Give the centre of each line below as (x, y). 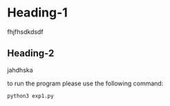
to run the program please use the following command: (85, 83)
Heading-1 (37, 13)
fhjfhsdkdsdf (25, 32)
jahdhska (20, 70)
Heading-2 (31, 53)
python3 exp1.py (30, 96)
